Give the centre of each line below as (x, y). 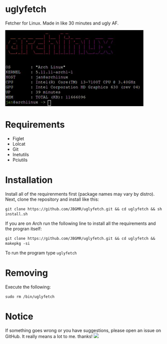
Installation (29, 180)
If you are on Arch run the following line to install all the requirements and (80, 223)
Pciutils (20, 160)
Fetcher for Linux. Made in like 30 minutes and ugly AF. (62, 23)
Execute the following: (28, 287)
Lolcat (19, 144)
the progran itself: (23, 228)
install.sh (16, 214)
